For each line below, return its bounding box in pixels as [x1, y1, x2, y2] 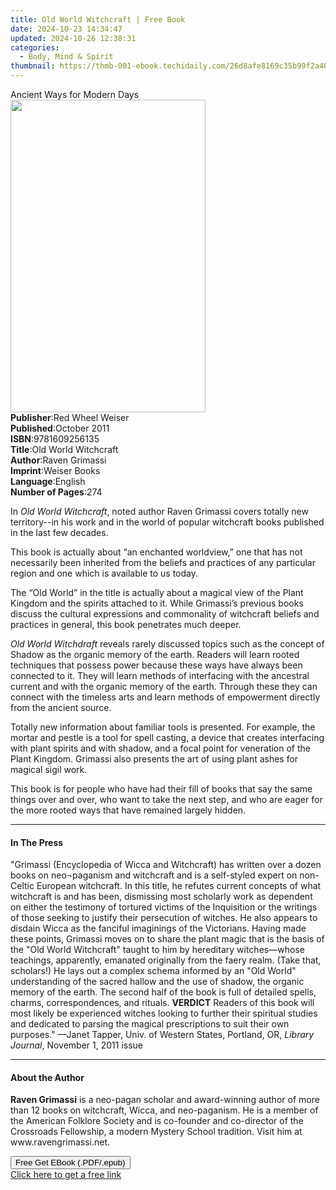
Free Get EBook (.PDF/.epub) [15, 1157, 126, 1168]
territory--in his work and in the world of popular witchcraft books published [10, 516, 325, 528]
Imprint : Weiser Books [10, 465, 101, 476]
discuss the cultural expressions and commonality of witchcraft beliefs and [10, 608, 320, 620]
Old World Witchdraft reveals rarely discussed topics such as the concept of [10, 638, 325, 650]
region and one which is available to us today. [10, 567, 199, 579]
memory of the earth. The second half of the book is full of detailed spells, [10, 986, 317, 998]
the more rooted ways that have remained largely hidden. [10, 804, 247, 816]
